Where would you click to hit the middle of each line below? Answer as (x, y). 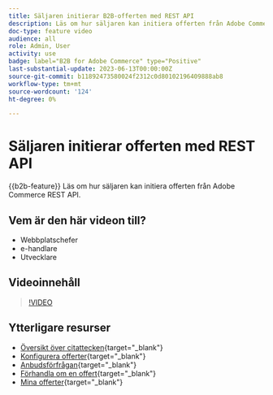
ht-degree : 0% (32, 99)
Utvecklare (38, 257)
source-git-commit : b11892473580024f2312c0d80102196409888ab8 (116, 76)
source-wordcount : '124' (50, 91)
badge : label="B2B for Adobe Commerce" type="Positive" (105, 62)
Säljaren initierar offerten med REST (132, 146)
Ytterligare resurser (60, 328)
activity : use (32, 54)
